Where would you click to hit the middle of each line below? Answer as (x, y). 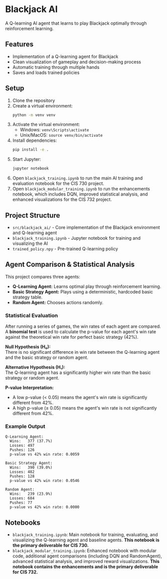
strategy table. (27, 297)
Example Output (25, 427)
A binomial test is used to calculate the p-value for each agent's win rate (81, 332)
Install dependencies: (35, 140)
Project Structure (33, 215)
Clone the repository (34, 100)
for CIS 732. (25, 572)
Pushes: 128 (22, 476)
